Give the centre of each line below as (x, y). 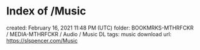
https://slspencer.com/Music (42, 40)
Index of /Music (46, 11)
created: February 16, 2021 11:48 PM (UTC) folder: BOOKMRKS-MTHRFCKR (100, 28)
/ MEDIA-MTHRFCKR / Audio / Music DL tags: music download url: (89, 34)
